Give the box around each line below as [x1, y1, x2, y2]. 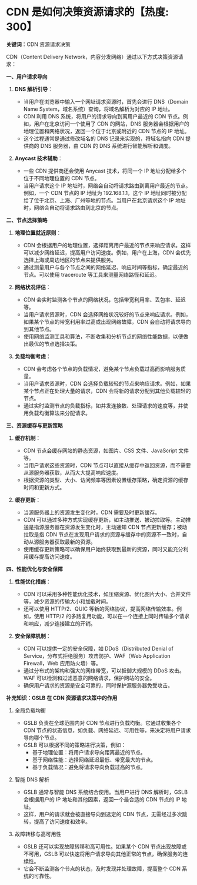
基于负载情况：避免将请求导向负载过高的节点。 [32, 763, 146, 770]
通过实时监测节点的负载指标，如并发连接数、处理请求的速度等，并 [23, 402, 183, 409]
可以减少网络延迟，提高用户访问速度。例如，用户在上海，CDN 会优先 [23, 248, 191, 256]
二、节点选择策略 [6, 216, 48, 224]
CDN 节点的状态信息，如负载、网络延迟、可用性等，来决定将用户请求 [23, 727, 191, 734]
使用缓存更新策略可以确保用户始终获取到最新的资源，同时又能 [23, 545, 173, 552]
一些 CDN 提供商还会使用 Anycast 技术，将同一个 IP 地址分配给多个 [23, 167, 187, 174]
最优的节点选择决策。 [28, 340, 81, 347]
